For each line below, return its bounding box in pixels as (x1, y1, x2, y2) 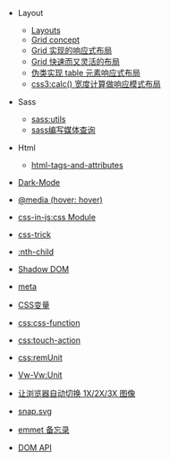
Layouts (30, 25, 61, 35)
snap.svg (17, 406, 52, 416)
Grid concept (30, 35, 81, 45)
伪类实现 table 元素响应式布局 (30, 67, 141, 78)
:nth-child (17, 246, 55, 257)
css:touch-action (17, 335, 81, 346)
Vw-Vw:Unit (17, 370, 63, 380)
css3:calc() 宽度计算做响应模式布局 (30, 79, 161, 89)
